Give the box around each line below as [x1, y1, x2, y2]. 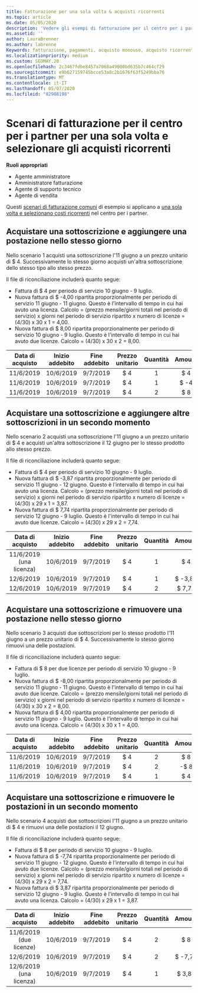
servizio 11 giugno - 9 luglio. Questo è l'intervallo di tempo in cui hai [14, 715, 179, 723]
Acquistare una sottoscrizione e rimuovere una [6, 604, 183, 614]
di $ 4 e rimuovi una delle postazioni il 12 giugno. [6, 823, 125, 830]
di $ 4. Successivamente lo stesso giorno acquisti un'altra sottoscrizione [6, 258, 183, 265]
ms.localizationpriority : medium [6, 53, 88, 59]
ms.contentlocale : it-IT [6, 80, 67, 86]
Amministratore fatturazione [14, 179, 83, 186]
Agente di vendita [14, 192, 58, 199]
